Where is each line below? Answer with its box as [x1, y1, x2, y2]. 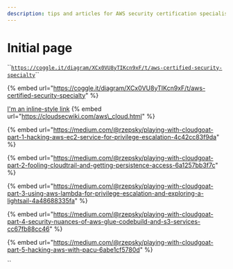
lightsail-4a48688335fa [7, 196, 75, 205]
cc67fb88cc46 [7, 225, 50, 233]
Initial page [7, 40, 73, 55]
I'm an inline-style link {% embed [7, 105, 102, 113]
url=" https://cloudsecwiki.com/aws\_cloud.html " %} [7, 112, 155, 120]
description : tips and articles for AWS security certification [7, 10, 197, 17]
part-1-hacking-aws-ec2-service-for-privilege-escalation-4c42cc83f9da [7, 132, 217, 141]
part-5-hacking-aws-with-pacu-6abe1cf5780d [7, 245, 140, 254]
